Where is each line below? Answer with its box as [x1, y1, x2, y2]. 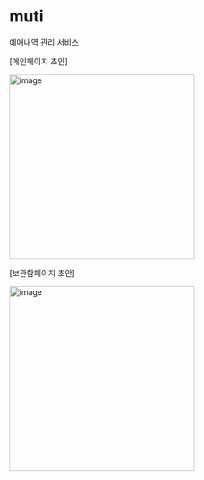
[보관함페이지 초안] [9, 267, 76, 278]
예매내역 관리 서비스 [9, 37, 79, 47]
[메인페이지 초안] [9, 55, 69, 66]
